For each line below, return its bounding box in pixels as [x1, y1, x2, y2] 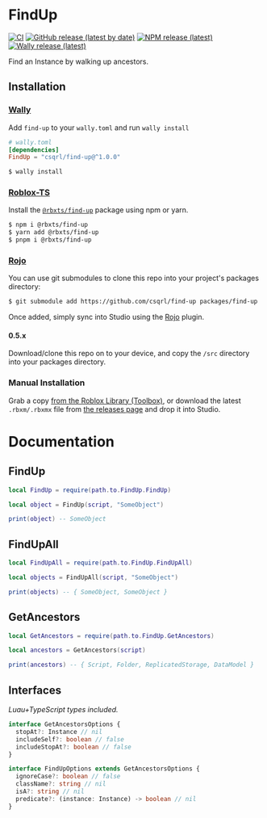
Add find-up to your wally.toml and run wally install [8, 123, 190, 132]
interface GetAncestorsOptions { [8, 720, 121, 728]
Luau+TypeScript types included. [8, 705, 119, 715]
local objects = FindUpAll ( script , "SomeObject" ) [8, 573, 179, 582]
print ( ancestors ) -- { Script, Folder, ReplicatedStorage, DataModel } [8, 661, 254, 669]
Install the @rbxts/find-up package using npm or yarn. [8, 205, 189, 215]
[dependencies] [8, 145, 60, 154]
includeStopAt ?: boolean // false [15, 743, 131, 751]
